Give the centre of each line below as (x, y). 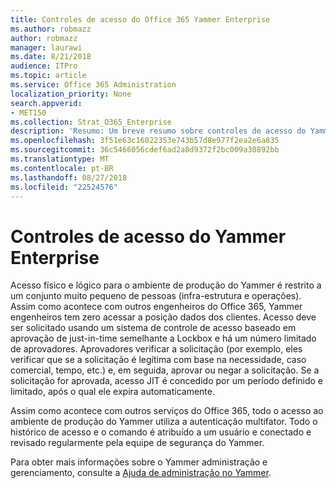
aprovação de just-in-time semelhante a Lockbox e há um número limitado (163, 338)
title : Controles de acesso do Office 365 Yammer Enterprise (140, 19)
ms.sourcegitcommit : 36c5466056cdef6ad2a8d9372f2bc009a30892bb (145, 150)
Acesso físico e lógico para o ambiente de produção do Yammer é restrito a (166, 285)
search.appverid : (46, 103)
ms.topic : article (48, 76)
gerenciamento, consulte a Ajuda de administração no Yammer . (141, 473)
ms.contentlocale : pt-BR (62, 168)
